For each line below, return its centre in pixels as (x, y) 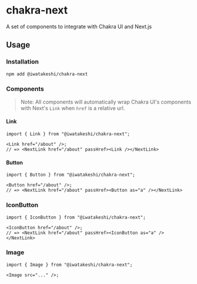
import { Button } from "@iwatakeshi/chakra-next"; (71, 175)
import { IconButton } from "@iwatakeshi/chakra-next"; (76, 217)
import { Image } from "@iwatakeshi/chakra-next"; (69, 265)
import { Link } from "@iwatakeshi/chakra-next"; (68, 134)
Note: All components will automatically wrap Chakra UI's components (106, 102)
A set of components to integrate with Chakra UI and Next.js (79, 26)
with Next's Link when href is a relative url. (73, 108)
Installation (23, 62)
